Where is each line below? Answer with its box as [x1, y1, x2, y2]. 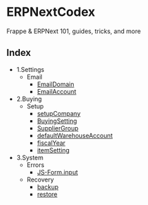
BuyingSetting [36, 117, 77, 125]
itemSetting [36, 146, 70, 154]
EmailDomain [36, 80, 74, 88]
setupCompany [36, 109, 81, 117]
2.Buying [16, 95, 42, 103]
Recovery [26, 175, 54, 184]
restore [36, 190, 58, 198]
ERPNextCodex [6, 4, 96, 20]
